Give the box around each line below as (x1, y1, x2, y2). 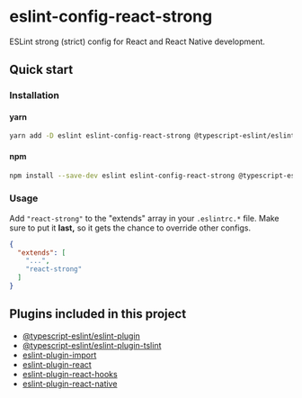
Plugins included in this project (9, 306, 187, 321)
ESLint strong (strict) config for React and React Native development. (9, 36, 265, 47)
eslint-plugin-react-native (22, 378, 118, 389)
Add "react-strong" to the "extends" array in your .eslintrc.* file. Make (9, 213, 280, 223)
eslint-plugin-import (22, 349, 97, 360)
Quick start (9, 62, 74, 77)
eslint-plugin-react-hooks (22, 368, 119, 379)
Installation (9, 89, 60, 102)
